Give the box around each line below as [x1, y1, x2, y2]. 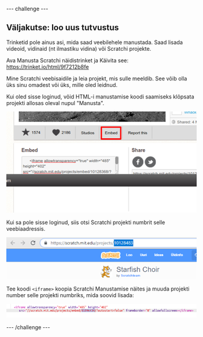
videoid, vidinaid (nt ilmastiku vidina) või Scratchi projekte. [6, 45, 152, 52]
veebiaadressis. [6, 225, 45, 232]
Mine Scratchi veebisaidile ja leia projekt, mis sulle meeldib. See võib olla [6, 75, 187, 82]
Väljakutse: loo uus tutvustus [6, 22, 119, 33]
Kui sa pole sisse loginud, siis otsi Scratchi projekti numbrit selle [6, 219, 166, 226]
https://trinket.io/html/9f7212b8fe [6, 63, 89, 70]
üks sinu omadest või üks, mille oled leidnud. [6, 81, 118, 88]
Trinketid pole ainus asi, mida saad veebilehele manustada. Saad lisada [6, 39, 183, 46]
